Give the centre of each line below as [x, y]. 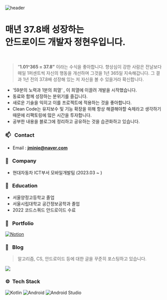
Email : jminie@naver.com [40, 148]
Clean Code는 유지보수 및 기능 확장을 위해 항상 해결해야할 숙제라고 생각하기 [87, 109]
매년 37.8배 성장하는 [45, 30]
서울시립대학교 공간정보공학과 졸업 [46, 204]
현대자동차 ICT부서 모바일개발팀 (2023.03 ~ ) [57, 172]
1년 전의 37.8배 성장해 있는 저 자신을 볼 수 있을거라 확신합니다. [83, 79]
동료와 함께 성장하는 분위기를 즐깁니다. [50, 96]
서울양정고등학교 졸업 [33, 197]
